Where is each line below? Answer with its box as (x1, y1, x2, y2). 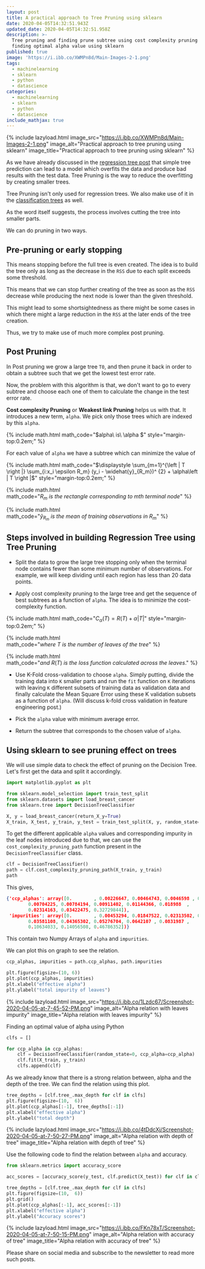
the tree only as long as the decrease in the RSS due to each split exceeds (6, 268, 191, 275)
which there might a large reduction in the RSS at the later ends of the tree (6, 310, 191, 318)
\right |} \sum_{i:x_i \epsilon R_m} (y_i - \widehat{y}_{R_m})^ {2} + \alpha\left (6, 468, 198, 475)
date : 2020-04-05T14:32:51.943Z (6, 20, 88, 26)
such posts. (6, 1256, 36, 1263)
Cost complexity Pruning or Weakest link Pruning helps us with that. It (6, 406, 186, 413)
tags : (6, 60, 20, 66)
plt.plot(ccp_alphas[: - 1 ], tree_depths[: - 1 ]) (6, 1103, 124, 1110)
